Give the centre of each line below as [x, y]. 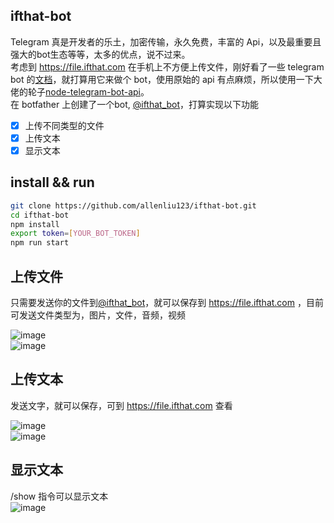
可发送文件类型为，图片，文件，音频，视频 [98, 315]
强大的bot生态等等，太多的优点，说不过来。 [100, 54]
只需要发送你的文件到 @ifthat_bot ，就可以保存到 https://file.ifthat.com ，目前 [167, 302]
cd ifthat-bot [40, 215]
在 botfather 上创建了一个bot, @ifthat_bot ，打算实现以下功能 [135, 104]
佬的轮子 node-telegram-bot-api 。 [80, 91]
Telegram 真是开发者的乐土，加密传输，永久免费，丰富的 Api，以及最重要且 [166, 41]
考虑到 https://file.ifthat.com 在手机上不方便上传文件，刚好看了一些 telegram [167, 66]
